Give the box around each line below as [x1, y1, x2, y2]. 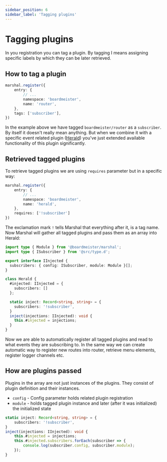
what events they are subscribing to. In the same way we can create [5, 342, 146, 348]
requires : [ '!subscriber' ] [14, 211, 70, 216]
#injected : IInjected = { [9, 281, 64, 286]
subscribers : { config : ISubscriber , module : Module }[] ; [9, 263, 133, 268]
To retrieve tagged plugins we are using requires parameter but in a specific [5, 168, 162, 174]
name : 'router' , [23, 101, 57, 106]
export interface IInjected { [5, 258, 68, 263]
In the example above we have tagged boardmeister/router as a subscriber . [5, 124, 162, 130]
